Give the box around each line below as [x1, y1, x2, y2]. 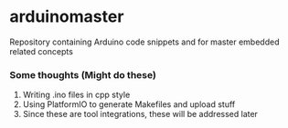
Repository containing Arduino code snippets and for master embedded [9, 36, 280, 47]
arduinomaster [9, 6, 124, 27]
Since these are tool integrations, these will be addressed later [22, 109, 259, 120]
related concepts [9, 45, 73, 56]
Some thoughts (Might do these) [9, 68, 157, 81]
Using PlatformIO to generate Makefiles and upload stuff [22, 99, 236, 110]
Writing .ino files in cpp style [22, 89, 131, 101]
